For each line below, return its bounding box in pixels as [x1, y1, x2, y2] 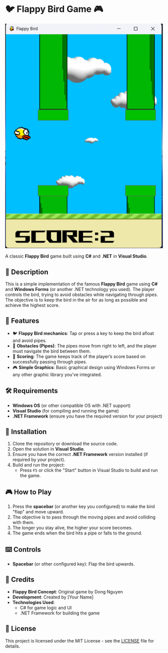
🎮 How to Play [5, 487, 52, 496]
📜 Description [5, 267, 48, 276]
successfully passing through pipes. [12, 358, 87, 364]
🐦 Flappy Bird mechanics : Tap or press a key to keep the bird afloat [12, 330, 154, 336]
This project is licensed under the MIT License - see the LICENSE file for [5, 637, 154, 643]
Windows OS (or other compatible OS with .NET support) [12, 402, 131, 408]
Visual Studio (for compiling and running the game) [12, 407, 119, 413]
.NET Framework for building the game [19, 610, 100, 616]
